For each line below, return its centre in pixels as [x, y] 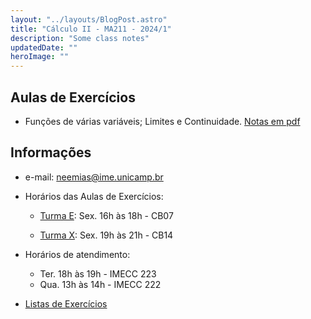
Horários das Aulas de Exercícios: [94, 196]
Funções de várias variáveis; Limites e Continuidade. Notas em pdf [162, 121]
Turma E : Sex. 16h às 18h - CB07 [106, 215]
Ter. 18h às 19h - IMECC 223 [98, 273]
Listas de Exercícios [66, 303]
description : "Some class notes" [80, 38]
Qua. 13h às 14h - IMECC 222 [100, 284]
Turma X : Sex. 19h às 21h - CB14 [106, 235]
